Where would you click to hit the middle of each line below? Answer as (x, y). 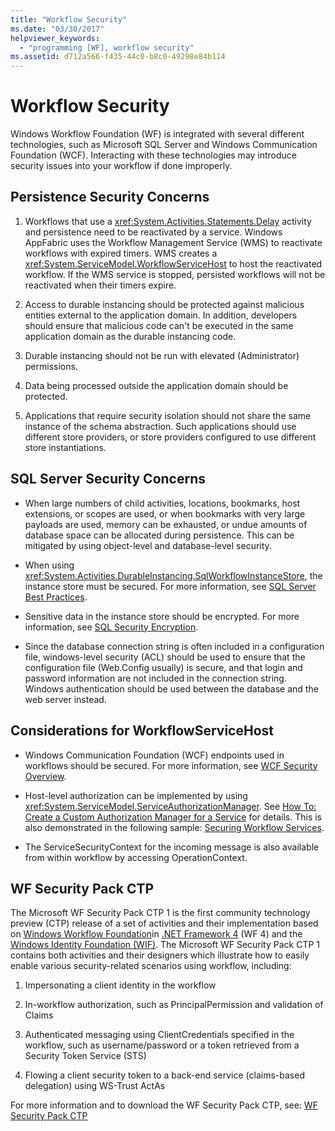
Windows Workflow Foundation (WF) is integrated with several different (157, 134)
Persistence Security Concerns (110, 197)
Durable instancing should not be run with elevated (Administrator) (162, 355)
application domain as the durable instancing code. (130, 336)
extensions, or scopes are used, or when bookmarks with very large (165, 513)
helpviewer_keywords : (55, 38)
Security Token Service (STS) (85, 1056)
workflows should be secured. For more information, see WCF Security (171, 765)
